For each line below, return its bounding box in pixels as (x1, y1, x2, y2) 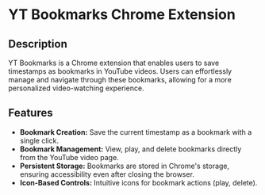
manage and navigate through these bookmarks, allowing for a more (8, 75, 232, 84)
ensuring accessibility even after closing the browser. (19, 169, 194, 179)
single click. (19, 136, 60, 145)
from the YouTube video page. (19, 152, 119, 162)
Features (8, 106, 53, 120)
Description (8, 37, 67, 51)
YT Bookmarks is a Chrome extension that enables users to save (8, 58, 220, 67)
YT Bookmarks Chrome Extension (8, 6, 236, 24)
